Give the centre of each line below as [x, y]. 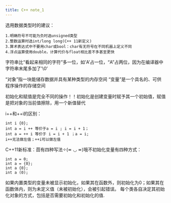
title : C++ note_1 [25, 10]
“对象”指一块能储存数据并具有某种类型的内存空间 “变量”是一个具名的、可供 [83, 79]
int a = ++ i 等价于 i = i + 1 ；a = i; [47, 134]
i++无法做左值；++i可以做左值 [33, 139]
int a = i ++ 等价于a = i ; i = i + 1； [47, 128]
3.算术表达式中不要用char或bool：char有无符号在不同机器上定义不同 [69, 46]
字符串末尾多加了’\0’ [27, 68]
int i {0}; [17, 123]
